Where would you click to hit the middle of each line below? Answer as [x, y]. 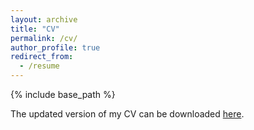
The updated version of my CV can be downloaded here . [127, 114]
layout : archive [44, 19]
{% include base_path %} [63, 94]
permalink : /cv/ [44, 38]
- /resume [39, 66]
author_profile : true [55, 47]
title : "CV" [35, 29]
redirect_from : [42, 57]
